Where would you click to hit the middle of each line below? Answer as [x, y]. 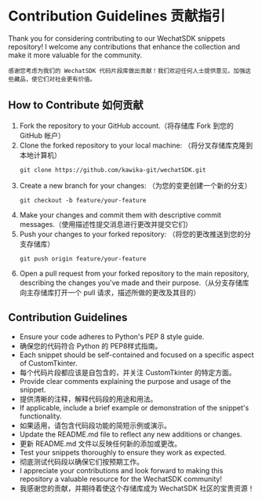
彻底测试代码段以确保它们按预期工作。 [81, 462]
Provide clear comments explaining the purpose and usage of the [125, 381]
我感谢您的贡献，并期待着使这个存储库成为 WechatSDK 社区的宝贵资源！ [137, 488]
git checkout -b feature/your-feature [83, 200]
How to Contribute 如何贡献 [76, 106]
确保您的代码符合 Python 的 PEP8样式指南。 [91, 345]
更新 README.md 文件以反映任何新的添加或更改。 [100, 443]
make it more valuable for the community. [75, 55]
